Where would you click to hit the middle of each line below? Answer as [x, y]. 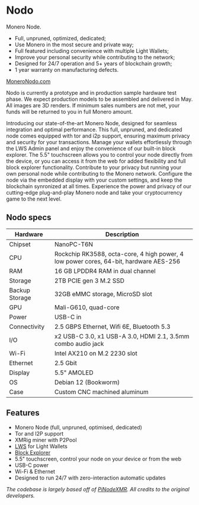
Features [23, 413]
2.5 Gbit [65, 363]
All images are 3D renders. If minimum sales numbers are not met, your [93, 105]
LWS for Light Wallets [41, 446]
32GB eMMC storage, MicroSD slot [103, 294]
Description [122, 234]
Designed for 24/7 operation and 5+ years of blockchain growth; [93, 63]
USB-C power [32, 465]
